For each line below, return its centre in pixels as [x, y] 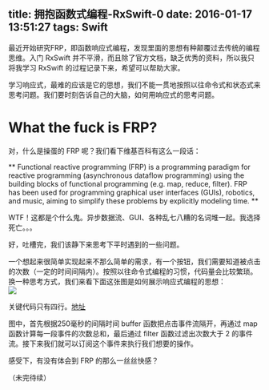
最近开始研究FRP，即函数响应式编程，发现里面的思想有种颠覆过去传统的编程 [134, 47]
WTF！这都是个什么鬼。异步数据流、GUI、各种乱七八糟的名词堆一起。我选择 [134, 217]
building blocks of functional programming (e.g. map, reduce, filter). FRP [128, 183]
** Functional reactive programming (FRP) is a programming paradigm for [129, 167]
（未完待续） [29, 377]
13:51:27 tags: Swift [58, 28]
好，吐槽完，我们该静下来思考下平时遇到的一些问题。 [96, 244]
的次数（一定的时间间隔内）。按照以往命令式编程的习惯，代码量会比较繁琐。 [133, 271]
